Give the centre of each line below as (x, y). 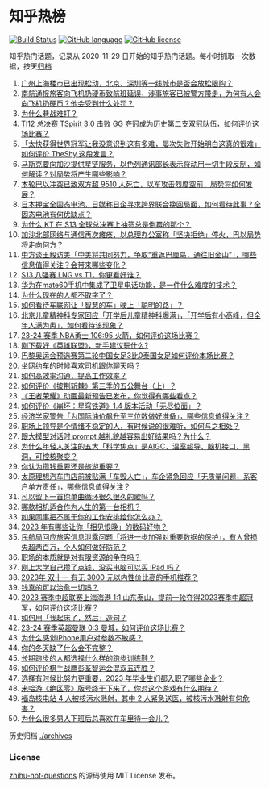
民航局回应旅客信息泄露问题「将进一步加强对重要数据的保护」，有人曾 (135, 536)
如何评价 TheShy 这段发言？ (68, 153)
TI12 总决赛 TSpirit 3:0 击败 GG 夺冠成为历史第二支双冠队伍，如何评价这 (140, 123)
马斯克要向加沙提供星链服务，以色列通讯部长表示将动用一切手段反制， (137, 164)
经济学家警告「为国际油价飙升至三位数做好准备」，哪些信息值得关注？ (135, 415)
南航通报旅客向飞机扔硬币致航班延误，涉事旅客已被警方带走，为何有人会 (141, 93)
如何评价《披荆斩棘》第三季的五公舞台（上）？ (98, 386)
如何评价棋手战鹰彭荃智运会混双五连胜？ (88, 668)
